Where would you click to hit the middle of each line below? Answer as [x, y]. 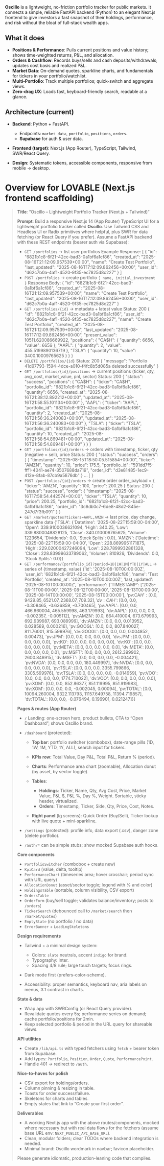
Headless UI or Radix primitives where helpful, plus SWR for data [82, 232]
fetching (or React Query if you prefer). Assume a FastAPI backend [84, 237]
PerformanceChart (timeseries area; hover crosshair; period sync [89, 874]
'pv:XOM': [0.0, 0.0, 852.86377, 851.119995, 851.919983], [82, 683]
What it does [25, 38]
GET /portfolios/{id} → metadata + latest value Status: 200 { [87, 309]
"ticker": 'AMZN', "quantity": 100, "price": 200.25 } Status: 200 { [89, 486]
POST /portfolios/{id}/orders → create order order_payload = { [90, 480]
